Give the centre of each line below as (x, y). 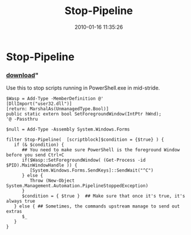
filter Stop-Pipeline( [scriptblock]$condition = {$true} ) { (85, 140)
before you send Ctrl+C (35, 155)
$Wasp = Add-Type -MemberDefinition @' (55, 99)
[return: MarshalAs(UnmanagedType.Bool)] (58, 109)
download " (22, 75)
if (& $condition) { (39, 145)
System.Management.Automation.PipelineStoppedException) (77, 186)
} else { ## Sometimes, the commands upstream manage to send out (97, 206)
